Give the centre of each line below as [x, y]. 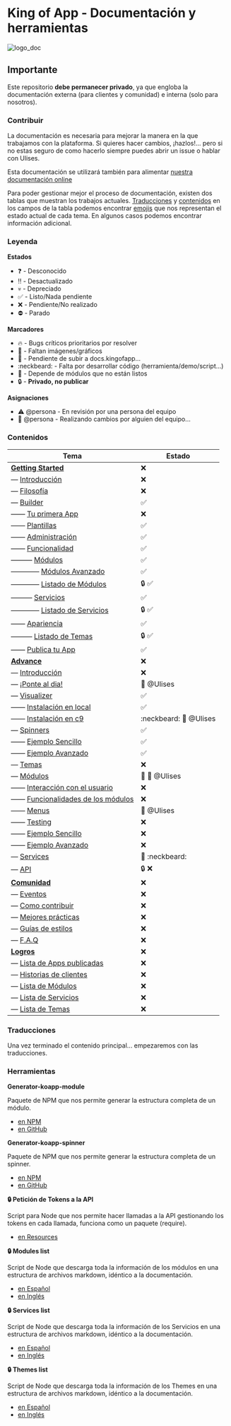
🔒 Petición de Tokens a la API [51, 1200]
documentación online [40, 180]
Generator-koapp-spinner [46, 1143]
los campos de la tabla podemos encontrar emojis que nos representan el [114, 208]
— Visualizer [32, 695]
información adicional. [40, 224]
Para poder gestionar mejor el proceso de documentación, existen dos [110, 193]
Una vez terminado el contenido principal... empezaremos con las [103, 1045]
